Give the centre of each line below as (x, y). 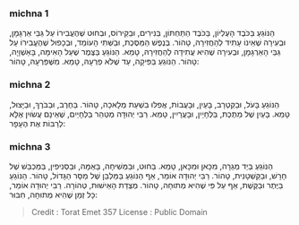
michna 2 (30, 85)
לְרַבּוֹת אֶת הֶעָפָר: (38, 123)
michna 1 (29, 13)
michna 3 (30, 146)
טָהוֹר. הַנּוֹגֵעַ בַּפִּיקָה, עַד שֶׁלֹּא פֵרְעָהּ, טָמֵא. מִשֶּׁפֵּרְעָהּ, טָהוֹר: (104, 62)
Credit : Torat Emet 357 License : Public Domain (119, 212)
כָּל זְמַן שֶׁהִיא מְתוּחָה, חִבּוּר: (54, 195)
